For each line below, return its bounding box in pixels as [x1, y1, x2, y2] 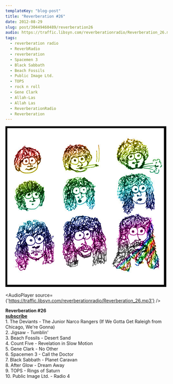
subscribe [5, 313, 28, 319]
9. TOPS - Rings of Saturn [5, 368, 60, 374]
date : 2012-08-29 [5, 19, 43, 24]
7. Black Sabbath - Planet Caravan [5, 357, 78, 363]
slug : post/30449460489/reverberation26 [5, 25, 94, 30]
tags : [5, 35, 17, 41]
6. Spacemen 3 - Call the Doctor [5, 351, 74, 357]
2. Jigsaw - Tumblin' [5, 330, 49, 336]
